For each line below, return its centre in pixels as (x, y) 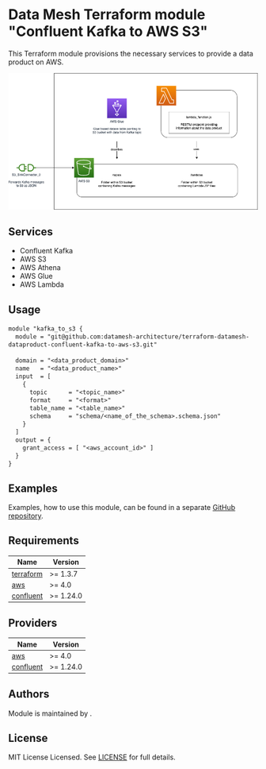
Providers (33, 622)
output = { (33, 440)
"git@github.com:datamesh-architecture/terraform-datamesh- (148, 337)
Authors (29, 694)
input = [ (33, 377)
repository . (26, 516)
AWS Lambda (42, 284)
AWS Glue (36, 276)
